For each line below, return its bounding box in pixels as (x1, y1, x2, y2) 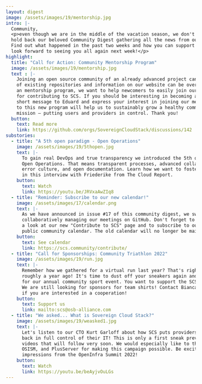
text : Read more (16, 122, 58, 128)
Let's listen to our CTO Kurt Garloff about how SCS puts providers (21, 329, 198, 336)
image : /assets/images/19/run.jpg (16, 256, 103, 262)
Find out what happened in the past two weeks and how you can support (11, 43, 195, 49)
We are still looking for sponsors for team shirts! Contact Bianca (21, 284, 198, 290)
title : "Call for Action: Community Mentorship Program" (11, 59, 157, 65)
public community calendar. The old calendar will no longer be (21, 228, 187, 234)
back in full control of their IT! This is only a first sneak (21, 335, 185, 341)
